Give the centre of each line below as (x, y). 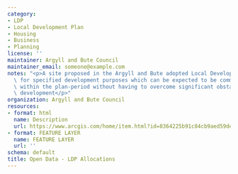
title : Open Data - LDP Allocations (61, 159)
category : (22, 14)
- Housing (22, 34)
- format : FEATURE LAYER (44, 133)
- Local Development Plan (45, 27)
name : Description (41, 119)
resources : (23, 107)
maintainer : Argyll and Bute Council (63, 60)
